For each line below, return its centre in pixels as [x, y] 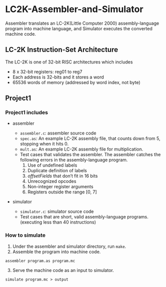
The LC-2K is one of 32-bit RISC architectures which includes [69, 62]
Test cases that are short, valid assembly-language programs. [84, 217]
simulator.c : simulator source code [57, 211]
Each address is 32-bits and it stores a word [58, 77]
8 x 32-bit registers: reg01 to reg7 [47, 71]
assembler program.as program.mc [40, 261]
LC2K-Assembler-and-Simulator [74, 9]
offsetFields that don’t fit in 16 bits [63, 176]
